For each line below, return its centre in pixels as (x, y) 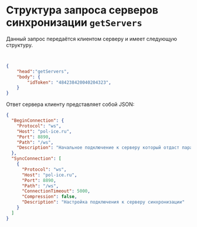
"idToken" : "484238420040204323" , (69, 82)
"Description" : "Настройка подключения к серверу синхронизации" (103, 202)
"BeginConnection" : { (38, 121)
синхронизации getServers (74, 23)
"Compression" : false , (49, 197)
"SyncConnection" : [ (36, 159)
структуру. (20, 45)
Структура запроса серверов (82, 10)
